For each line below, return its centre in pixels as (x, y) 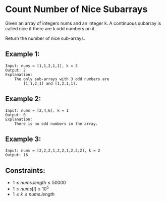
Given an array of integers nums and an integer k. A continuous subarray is (83, 23)
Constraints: (25, 171)
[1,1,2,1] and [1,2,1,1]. (51, 83)
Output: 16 (17, 155)
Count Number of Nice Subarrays (76, 9)
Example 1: (22, 54)
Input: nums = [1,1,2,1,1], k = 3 (42, 66)
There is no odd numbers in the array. (56, 124)
